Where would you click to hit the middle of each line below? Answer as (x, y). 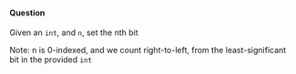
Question (27, 13)
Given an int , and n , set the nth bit (74, 32)
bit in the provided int (51, 60)
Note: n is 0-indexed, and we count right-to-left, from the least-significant (148, 51)
